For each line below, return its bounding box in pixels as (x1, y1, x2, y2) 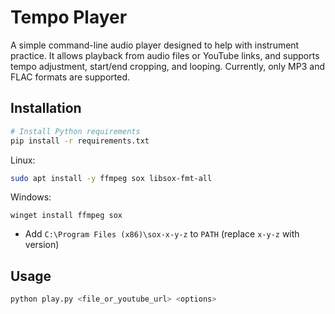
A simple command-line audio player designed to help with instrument (10, 39, 300, 51)
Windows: (10, 191, 52, 203)
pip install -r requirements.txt (10, 136, 150, 146)
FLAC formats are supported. (10, 71, 130, 83)
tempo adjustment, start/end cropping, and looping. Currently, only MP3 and (10, 60, 325, 72)
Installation (10, 100, 82, 117)
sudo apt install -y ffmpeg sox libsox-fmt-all (10, 173, 213, 183)
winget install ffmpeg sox (10, 211, 123, 221)
